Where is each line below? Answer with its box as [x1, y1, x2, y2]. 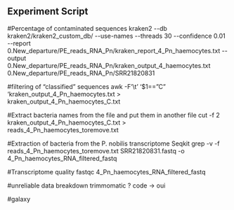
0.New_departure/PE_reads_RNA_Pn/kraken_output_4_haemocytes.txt [7, 61, 211, 69]
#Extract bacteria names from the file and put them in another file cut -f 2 [7, 111, 220, 119]
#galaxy [7, 195, 31, 203]
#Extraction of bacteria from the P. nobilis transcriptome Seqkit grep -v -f [7, 139, 220, 148]
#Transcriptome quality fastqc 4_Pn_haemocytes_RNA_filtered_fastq [7, 167, 206, 176]
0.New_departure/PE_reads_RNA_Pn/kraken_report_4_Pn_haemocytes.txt [7, 46, 221, 55]
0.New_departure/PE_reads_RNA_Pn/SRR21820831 [7, 69, 155, 77]
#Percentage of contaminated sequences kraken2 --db [7, 24, 167, 32]
